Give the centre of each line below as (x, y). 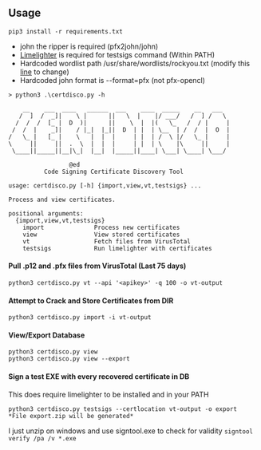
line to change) (44, 72)
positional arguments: (46, 213)
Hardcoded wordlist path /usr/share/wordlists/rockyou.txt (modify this (134, 63)
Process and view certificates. (62, 199)
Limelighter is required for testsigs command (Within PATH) (117, 54)
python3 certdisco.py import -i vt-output (80, 318)
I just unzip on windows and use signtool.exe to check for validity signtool (131, 431)
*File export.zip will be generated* (71, 416)
